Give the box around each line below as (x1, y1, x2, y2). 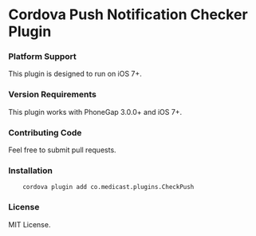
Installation (8, 165, 53, 176)
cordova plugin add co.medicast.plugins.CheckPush (22, 183, 195, 191)
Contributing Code (8, 127, 82, 138)
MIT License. (8, 219, 51, 229)
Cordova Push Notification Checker (8, 6, 249, 24)
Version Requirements (8, 89, 97, 100)
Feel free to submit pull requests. (8, 145, 117, 155)
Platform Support (8, 51, 77, 62)
